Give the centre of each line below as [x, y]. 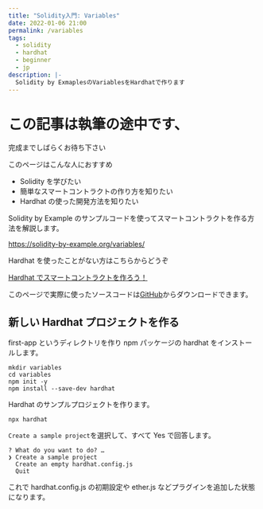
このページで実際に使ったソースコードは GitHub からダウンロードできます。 [130, 295]
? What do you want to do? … [56, 451]
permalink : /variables [46, 30]
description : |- [35, 75]
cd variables [30, 375]
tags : [17, 38]
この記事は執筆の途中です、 [98, 124]
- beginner [33, 61]
